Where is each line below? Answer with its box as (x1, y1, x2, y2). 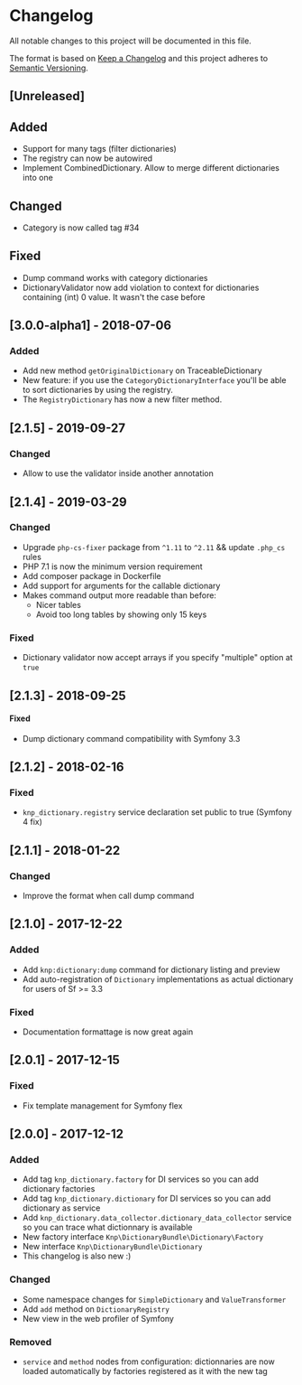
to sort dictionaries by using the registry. (22, 385, 173, 396)
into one (22, 173, 54, 183)
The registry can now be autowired (22, 153, 153, 164)
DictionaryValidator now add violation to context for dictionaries (22, 282, 260, 293)
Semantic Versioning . (9, 62, 88, 73)
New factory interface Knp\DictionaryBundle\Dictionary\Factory (22, 1231, 264, 1242)
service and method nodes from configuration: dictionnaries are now (22, 1356, 275, 1367)
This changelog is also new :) (22, 1250, 132, 1261)
